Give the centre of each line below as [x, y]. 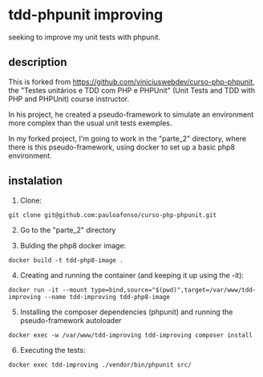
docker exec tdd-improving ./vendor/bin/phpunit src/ [100, 365]
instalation [35, 181]
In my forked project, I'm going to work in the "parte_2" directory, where [127, 138]
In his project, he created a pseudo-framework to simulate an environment [131, 114]
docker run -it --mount [48, 290]
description [38, 62]
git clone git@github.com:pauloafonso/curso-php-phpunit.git [113, 215]
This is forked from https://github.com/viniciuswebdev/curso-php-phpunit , [131, 81]
